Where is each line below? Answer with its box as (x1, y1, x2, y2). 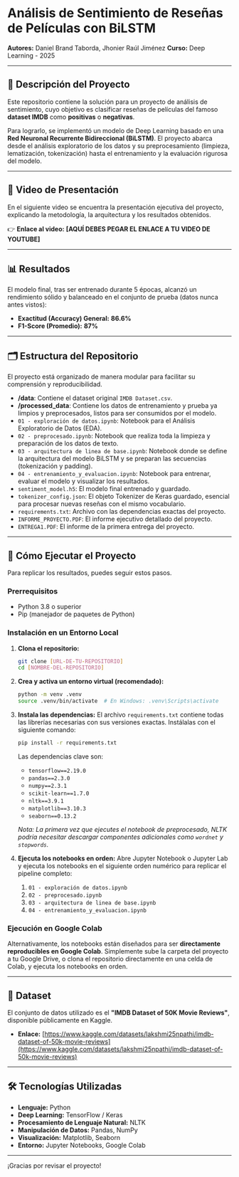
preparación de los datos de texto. (17, 439, 119, 448)
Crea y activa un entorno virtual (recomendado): (17, 677, 164, 686)
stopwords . (17, 840, 49, 848)
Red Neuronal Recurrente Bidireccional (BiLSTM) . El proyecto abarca (7, 134, 213, 142)
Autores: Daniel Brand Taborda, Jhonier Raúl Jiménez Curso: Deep (7, 43, 206, 52)
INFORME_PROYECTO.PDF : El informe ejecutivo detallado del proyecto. (17, 514, 213, 524)
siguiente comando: (17, 726, 76, 734)
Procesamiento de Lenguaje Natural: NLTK (17, 1118, 146, 1126)
